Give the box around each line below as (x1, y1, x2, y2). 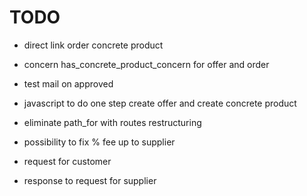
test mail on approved (23, 77, 114, 90)
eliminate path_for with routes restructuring (23, 116, 202, 128)
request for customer (23, 155, 112, 167)
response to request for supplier (23, 174, 157, 186)
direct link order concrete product (23, 39, 164, 51)
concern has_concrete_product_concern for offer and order (23, 58, 270, 70)
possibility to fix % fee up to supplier (23, 136, 176, 148)
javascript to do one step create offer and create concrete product (23, 97, 297, 109)
